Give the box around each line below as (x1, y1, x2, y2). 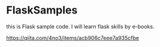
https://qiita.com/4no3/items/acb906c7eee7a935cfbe (6, 34, 140, 41)
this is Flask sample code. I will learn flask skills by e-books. (6, 23, 155, 30)
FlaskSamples (6, 4, 78, 17)
